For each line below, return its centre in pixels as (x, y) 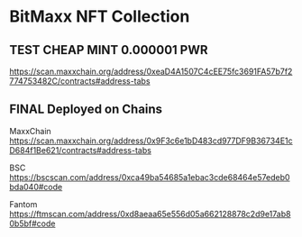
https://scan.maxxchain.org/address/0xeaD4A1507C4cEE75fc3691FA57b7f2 (151, 71)
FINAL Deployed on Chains (86, 109)
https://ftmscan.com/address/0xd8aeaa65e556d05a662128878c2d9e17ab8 (150, 214)
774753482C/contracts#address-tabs (80, 81)
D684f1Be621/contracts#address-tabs (80, 150)
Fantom (23, 204)
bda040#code (36, 187)
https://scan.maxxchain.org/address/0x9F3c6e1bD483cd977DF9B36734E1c (151, 141)
